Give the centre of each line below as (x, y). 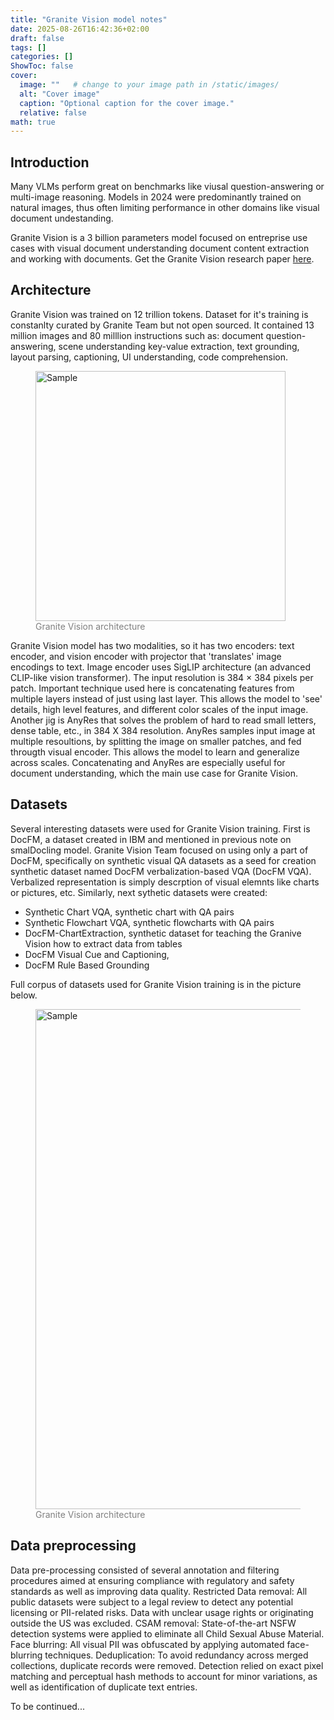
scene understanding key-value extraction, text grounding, (179, 346)
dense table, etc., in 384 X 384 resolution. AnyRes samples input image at (163, 730)
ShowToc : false (42, 66)
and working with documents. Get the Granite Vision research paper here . (162, 259)
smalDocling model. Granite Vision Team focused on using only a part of (159, 850)
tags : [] (28, 47)
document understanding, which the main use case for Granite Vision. (154, 773)
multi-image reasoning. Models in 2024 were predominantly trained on (156, 197)
